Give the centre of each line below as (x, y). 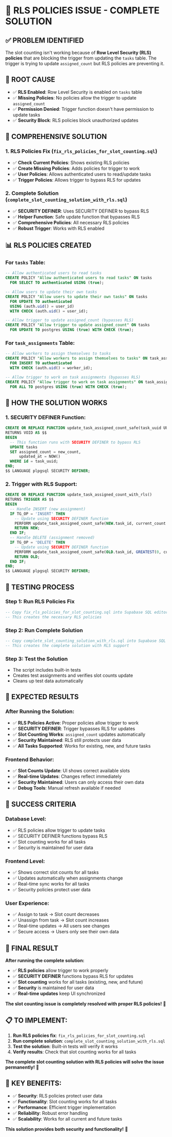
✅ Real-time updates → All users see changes (61, 926)
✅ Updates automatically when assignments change (68, 878)
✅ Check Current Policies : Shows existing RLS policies (71, 162)
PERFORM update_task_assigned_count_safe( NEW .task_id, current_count (90, 523)
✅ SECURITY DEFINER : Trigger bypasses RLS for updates (74, 729)
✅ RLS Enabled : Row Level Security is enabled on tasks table (77, 92)
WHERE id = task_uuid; (34, 461)
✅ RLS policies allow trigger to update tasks (59, 830)
